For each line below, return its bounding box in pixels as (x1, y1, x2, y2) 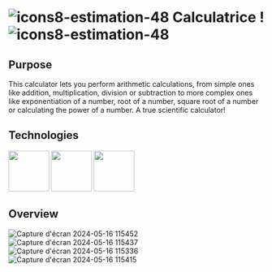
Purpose (8, 58, 53, 71)
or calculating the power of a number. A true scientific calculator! (8, 106, 226, 114)
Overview (8, 207, 59, 221)
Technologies (8, 128, 80, 142)
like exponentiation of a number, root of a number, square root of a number (8, 97, 259, 106)
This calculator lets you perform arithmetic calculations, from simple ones (8, 80, 255, 89)
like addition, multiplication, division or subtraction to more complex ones (8, 88, 253, 97)
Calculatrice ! (172, 8, 265, 27)
